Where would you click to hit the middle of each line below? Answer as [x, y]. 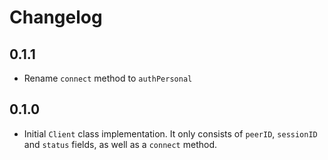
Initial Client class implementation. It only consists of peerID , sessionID [170, 133]
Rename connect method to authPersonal [108, 78]
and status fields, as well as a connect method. [120, 144]
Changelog [56, 17]
